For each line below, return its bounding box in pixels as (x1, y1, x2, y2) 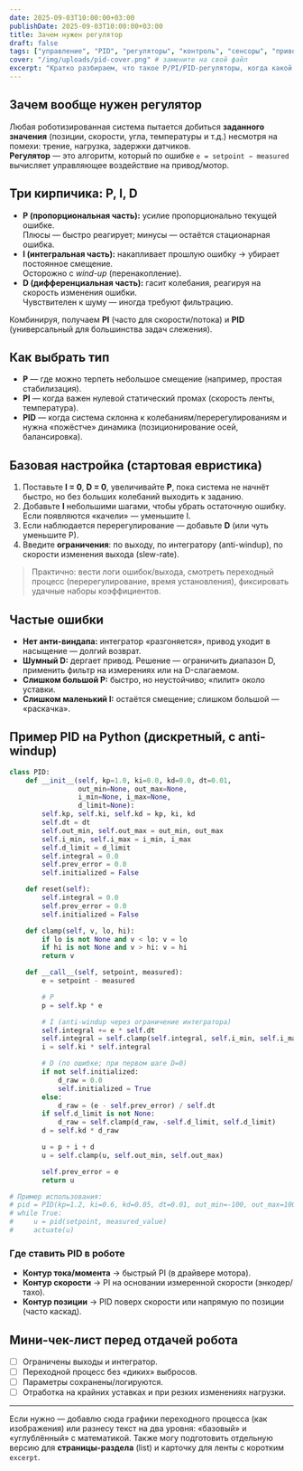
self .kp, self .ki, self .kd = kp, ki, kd (41, 810, 196, 819)
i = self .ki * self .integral (41, 1042, 151, 1052)
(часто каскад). (22, 1306, 83, 1317)
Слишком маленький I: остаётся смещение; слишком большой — (22, 693, 280, 704)
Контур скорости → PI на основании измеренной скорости (22, 1277, 253, 1288)
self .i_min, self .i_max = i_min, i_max (41, 834, 192, 844)
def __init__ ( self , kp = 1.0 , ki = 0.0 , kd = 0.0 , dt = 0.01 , (25, 775, 232, 785)
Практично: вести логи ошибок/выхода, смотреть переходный (31, 566, 275, 577)
